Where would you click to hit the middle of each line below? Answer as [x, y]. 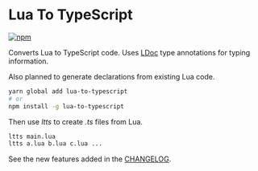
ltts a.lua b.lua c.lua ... [56, 144]
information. [29, 61]
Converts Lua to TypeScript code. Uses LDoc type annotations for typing [129, 52]
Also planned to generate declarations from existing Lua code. [112, 76]
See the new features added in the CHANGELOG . [90, 159]
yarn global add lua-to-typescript [68, 91]
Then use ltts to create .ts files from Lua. [76, 121]
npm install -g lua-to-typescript [67, 106]
